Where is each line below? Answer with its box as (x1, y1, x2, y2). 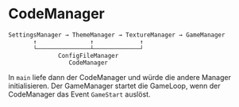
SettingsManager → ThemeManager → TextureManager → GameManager (8, 31, 226, 39)
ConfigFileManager (58, 52, 119, 59)
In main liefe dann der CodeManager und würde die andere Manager (8, 72, 232, 82)
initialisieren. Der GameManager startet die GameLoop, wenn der (8, 81, 221, 90)
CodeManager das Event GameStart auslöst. (8, 89, 151, 99)
